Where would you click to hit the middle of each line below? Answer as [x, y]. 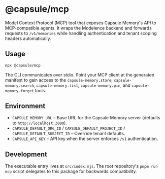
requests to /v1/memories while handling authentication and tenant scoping [81, 33]
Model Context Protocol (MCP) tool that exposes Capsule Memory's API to [81, 23]
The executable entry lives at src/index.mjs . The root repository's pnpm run [81, 166]
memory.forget [20, 91]
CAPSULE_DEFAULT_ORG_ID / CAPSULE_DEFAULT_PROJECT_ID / [69, 128]
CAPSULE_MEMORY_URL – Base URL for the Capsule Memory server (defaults [86, 118]
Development [26, 154]
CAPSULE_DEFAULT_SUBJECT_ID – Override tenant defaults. [69, 134]
